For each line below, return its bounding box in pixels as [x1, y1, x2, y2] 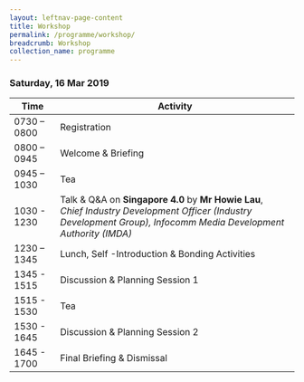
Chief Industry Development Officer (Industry [60, 205, 252, 217]
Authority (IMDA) [60, 227, 133, 240]
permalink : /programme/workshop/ [9, 30, 136, 39]
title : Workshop [9, 22, 71, 31]
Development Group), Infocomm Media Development [60, 216, 285, 229]
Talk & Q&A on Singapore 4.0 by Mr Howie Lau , [60, 194, 264, 206]
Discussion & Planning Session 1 [60, 273, 199, 286]
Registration [60, 121, 111, 134]
